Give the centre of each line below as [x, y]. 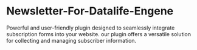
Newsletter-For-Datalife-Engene [90, 11]
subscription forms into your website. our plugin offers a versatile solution [99, 34]
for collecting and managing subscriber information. [71, 40]
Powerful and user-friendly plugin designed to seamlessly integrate [91, 28]
